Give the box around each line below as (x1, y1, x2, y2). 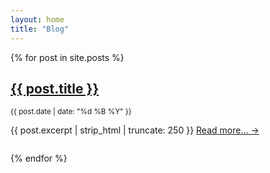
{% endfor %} (10, 152, 68, 165)
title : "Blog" (10, 24, 70, 34)
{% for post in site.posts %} (10, 51, 125, 63)
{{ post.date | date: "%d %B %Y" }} (10, 107, 132, 117)
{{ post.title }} (10, 80, 100, 97)
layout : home (10, 14, 65, 25)
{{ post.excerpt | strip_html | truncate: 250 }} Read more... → (10, 124, 260, 136)
